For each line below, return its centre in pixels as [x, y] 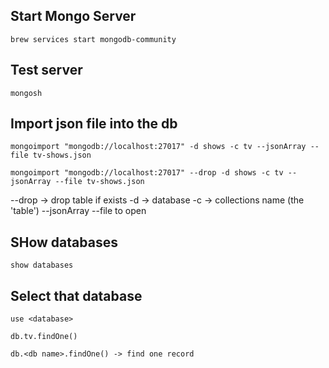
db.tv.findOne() [44, 337]
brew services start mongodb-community [93, 39]
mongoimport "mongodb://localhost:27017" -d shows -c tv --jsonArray [158, 147]
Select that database [76, 295]
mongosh [26, 93]
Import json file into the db [94, 124]
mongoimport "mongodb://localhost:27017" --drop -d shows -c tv [147, 173]
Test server [46, 70]
